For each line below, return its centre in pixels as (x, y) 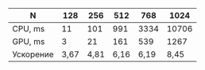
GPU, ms (29, 41)
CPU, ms (29, 29)
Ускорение (33, 54)
